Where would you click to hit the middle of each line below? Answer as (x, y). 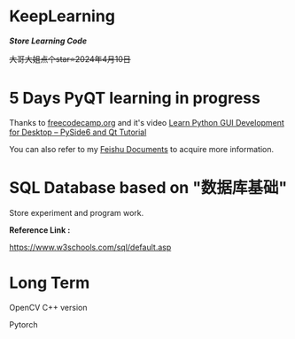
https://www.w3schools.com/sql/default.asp (90, 247)
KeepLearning (62, 16)
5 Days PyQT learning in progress (135, 98)
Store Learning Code (48, 41)
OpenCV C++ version (48, 307)
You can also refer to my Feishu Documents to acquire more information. (142, 149)
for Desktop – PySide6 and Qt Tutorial (78, 132)
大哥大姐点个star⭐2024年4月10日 (70, 58)
